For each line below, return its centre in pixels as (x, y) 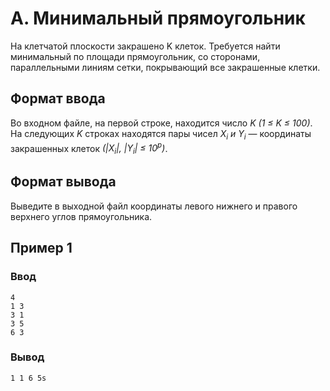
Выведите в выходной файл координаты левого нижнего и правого (154, 206)
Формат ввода (58, 98)
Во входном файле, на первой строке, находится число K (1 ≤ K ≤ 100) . (161, 123)
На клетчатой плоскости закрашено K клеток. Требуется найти (145, 46)
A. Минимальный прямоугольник (158, 18)
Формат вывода (63, 182)
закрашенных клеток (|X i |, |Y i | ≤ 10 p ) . (89, 148)
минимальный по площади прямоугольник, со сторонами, (135, 56)
